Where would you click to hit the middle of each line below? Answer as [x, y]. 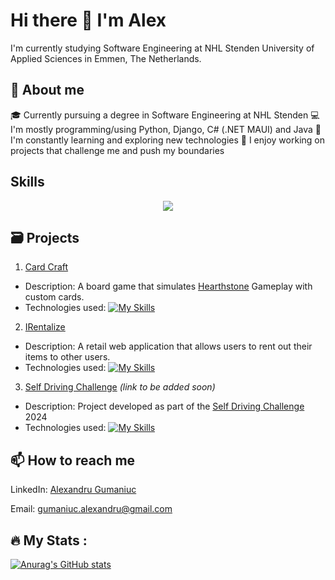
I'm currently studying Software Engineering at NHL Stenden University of [162, 48]
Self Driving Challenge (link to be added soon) [120, 387]
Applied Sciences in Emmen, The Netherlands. [106, 58]
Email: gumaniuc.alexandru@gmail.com [91, 509]
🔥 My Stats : [49, 540]
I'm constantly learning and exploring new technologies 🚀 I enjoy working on [167, 140]
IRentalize [45, 327]
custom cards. [54, 297]
